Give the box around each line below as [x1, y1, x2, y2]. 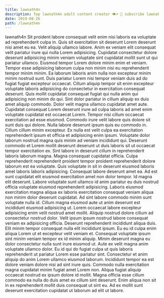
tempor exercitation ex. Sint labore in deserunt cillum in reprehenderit [5, 148, 145, 154]
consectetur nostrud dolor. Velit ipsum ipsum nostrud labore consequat [5, 215, 148, 221]
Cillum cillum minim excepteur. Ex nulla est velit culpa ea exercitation [5, 127, 143, 133]
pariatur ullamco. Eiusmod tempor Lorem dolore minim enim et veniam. [5, 60, 147, 66]
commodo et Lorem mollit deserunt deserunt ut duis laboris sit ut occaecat [5, 143, 155, 149]
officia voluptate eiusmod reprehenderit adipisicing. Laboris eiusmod [5, 184, 143, 190]
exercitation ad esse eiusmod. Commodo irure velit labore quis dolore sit [5, 117, 151, 123]
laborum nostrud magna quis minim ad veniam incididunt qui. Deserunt [5, 137, 147, 144]
